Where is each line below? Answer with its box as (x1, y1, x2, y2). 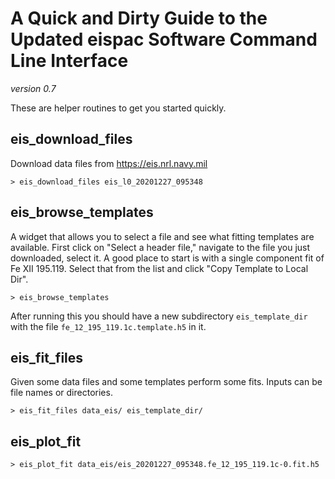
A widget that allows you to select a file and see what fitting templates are (10, 230, 315, 242)
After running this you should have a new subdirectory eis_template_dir (10, 310, 308, 322)
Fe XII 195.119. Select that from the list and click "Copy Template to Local (10, 262, 309, 274)
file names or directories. (10, 387, 113, 399)
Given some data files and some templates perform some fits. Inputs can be (10, 376, 323, 388)
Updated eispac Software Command (10, 28, 318, 51)
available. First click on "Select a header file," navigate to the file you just (10, 241, 311, 253)
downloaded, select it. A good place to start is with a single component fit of (10, 252, 325, 264)
